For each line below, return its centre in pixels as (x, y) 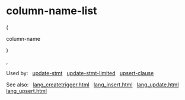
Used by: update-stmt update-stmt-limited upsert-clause (80, 73)
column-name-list (52, 11)
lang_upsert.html (27, 91)
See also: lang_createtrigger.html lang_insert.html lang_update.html (92, 85)
